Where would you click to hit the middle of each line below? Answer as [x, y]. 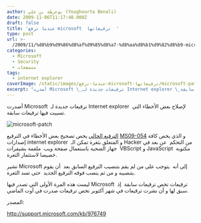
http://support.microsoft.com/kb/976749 [57, 213]
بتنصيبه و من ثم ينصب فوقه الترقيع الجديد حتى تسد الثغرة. [71, 172]
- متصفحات [24, 67]
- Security [26, 61]
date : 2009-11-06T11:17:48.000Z [47, 17]
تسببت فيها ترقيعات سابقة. [36, 112]
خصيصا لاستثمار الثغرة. [32, 154]
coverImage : [21, 84]
